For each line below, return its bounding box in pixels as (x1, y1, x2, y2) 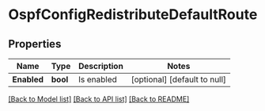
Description (78, 61, 124, 71)
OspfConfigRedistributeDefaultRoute (8, 6, 258, 24)
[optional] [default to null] (131, 74, 227, 85)
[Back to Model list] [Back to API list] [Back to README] (8, 94, 190, 104)
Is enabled (78, 74, 117, 85)
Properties (8, 37, 62, 51)
